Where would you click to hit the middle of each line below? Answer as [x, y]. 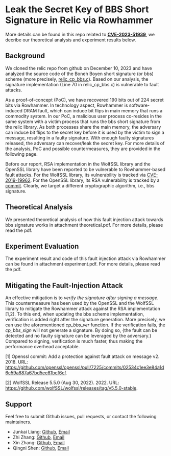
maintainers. [18, 422]
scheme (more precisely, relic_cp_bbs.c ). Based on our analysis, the [77, 79]
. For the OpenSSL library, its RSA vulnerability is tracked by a [95, 180]
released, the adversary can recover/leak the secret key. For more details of [85, 143]
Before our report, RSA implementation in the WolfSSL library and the [78, 164]
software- [139, 105]
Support [19, 404]
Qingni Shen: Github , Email [41, 448]
